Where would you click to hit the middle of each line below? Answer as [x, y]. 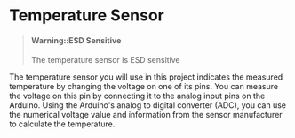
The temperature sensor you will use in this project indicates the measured [146, 77]
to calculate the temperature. [62, 124]
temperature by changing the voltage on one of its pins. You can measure [144, 87]
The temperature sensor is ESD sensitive [105, 60]
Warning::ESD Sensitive [76, 40]
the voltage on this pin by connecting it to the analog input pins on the [137, 96]
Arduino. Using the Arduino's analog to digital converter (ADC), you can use [148, 105]
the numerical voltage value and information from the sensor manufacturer [146, 115]
